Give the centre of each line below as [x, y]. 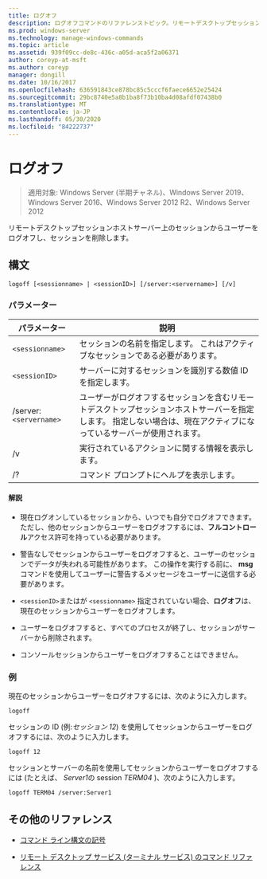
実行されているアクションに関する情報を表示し [166, 448]
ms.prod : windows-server [49, 30]
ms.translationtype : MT [48, 104]
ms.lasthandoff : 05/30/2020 [55, 120]
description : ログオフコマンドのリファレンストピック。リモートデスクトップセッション [135, 23]
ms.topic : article [39, 45]
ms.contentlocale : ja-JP [49, 112]
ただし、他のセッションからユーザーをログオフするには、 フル [121, 527]
